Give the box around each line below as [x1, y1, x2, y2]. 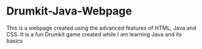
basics [6, 37, 23, 44]
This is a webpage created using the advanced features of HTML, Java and [6, 24, 196, 31]
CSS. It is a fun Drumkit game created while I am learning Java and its [6, 30, 182, 38]
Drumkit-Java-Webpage [6, 4, 132, 18]
